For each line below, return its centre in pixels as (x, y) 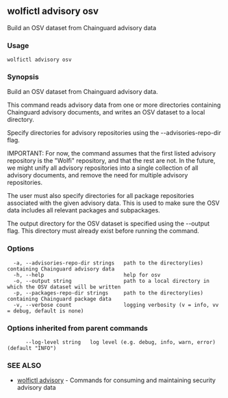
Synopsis (23, 77)
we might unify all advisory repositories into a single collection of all (103, 168)
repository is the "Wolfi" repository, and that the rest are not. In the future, (111, 161)
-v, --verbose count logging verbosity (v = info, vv (116, 305)
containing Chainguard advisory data (61, 269)
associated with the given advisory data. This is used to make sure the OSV (114, 203)
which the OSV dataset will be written (64, 287)
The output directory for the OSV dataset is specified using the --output (109, 224)
